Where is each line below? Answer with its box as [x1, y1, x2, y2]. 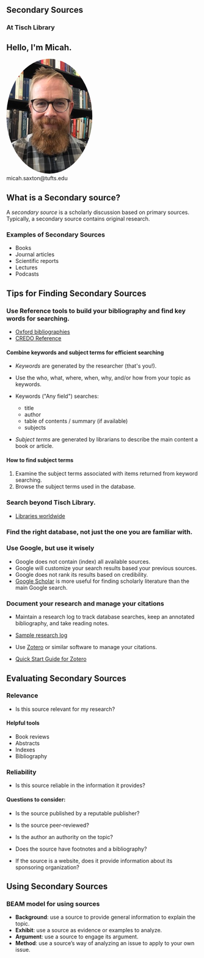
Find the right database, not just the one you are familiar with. [6, 527, 193, 536]
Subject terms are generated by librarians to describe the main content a [15, 436, 199, 443]
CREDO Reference [15, 334, 62, 342]
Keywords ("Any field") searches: [15, 392, 99, 400]
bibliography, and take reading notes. [15, 620, 109, 627]
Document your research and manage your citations [6, 599, 164, 607]
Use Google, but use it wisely [6, 544, 95, 552]
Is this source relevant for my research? [15, 705, 115, 713]
